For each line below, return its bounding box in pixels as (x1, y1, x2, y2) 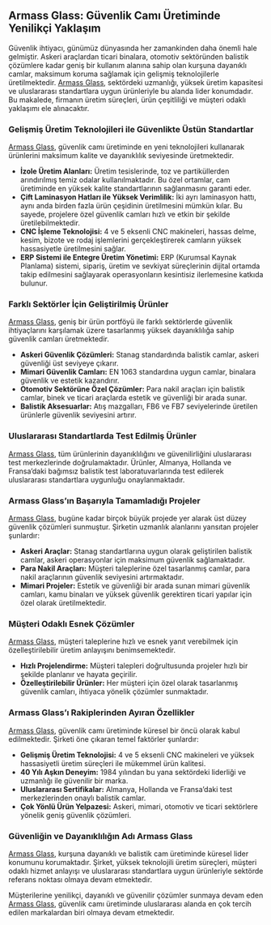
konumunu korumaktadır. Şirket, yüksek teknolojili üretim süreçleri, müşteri (8, 857, 257, 867)
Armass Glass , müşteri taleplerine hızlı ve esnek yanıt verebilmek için (8, 636, 239, 646)
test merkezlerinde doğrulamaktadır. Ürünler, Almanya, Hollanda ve (8, 457, 232, 467)
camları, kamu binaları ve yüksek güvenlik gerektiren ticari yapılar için (19, 589, 252, 599)
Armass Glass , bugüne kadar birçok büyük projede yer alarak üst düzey (8, 513, 247, 523)
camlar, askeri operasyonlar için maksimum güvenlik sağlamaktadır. (19, 555, 245, 564)
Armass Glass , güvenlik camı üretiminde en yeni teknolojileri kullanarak (8, 142, 245, 152)
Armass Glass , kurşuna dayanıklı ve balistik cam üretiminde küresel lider (8, 849, 249, 859)
